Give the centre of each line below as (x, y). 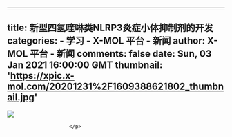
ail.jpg (21, 98)
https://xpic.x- (42, 76)
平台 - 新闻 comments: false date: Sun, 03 (121, 54)
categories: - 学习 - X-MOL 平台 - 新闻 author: (106, 41)
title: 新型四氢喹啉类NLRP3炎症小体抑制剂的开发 (110, 28)
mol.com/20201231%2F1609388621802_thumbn (116, 87)
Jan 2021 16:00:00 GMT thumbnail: (85, 65)
